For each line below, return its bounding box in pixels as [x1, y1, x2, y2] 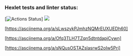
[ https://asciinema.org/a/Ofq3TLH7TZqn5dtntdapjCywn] [5, 35, 121, 41]
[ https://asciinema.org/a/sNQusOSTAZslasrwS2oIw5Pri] [5, 45, 121, 51]
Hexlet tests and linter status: [5, 4, 78, 11]
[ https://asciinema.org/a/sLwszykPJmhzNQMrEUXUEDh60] [5, 25, 128, 31]
